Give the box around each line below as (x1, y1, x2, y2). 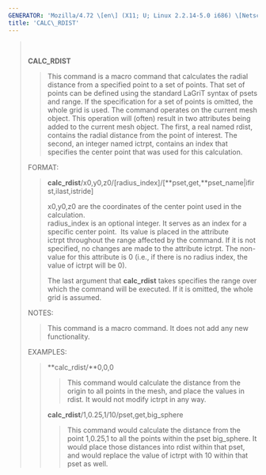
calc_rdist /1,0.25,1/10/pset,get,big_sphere (47, 409, 184, 420)
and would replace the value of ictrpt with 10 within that (66, 450, 249, 460)
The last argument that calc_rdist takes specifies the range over (47, 275, 257, 285)
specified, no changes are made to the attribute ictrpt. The (47, 243, 239, 253)
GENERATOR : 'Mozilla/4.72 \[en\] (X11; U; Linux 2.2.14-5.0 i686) (8, 11, 232, 20)
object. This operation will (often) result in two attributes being (47, 113, 251, 123)
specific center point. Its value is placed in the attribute (47, 226, 230, 236)
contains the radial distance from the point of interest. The (47, 130, 237, 139)
